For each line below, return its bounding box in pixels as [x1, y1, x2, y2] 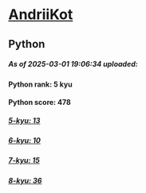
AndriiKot [8, 6, 73, 24]
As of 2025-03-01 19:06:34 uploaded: [8, 60, 138, 69]
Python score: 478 [8, 98, 72, 107]
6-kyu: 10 [8, 136, 41, 145]
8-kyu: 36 [8, 176, 42, 185]
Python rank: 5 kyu [8, 79, 73, 89]
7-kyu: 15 [8, 156, 40, 165]
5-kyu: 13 [8, 115, 41, 125]
